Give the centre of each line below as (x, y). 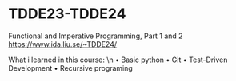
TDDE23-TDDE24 (67, 14)
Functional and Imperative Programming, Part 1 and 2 (96, 36)
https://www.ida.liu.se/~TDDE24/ (63, 44)
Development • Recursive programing (71, 67)
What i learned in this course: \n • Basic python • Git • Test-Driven (118, 60)
